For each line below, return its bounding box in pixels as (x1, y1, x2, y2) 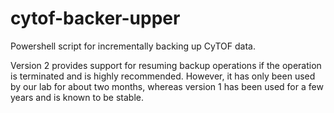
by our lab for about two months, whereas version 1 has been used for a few (10, 80, 324, 92)
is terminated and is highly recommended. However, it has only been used (10, 70, 316, 82)
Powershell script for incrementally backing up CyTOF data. (10, 40, 256, 52)
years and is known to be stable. (10, 91, 144, 103)
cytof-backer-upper (10, 7, 181, 30)
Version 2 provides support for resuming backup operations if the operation (10, 59, 322, 71)
